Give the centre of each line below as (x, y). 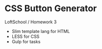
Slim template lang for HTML (41, 31)
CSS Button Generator (51, 8)
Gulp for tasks (26, 41)
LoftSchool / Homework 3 (31, 22)
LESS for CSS (26, 36)
